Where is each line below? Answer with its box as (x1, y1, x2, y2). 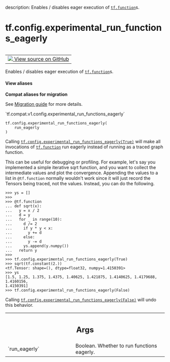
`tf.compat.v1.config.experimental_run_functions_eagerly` (5, 111, 125, 117)
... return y (5, 248, 37, 253)
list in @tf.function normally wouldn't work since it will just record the (5, 175, 151, 181)
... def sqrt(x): (5, 204, 42, 209)
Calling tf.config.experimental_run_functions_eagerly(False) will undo (5, 297, 157, 303)
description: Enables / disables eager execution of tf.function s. (5, 5, 140, 10)
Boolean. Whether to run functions (75, 342, 157, 349)
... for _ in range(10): (5, 217, 62, 222)
